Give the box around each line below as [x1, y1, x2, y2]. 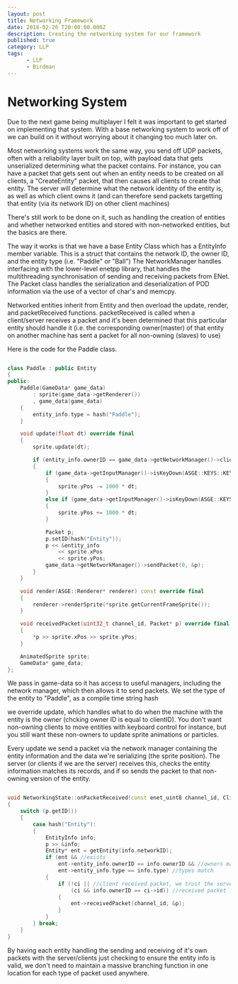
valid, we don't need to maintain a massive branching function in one [7, 961, 208, 970]
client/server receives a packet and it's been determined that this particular [7, 315, 227, 324]
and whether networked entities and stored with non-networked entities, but [7, 220, 230, 229]
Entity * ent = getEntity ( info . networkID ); [45, 847, 173, 855]
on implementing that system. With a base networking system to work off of [7, 125, 229, 134]
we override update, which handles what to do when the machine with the [7, 708, 223, 716]
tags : [7, 50, 23, 58]
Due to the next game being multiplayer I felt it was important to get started [7, 117, 227, 126]
